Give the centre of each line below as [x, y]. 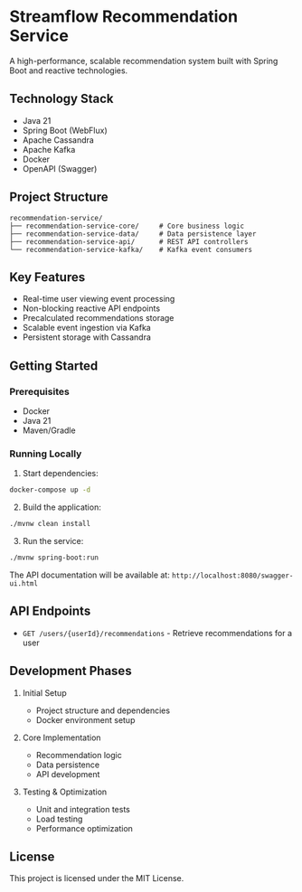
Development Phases [71, 671]
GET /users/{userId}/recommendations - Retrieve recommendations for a [157, 633]
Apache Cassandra [58, 140]
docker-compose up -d [50, 490]
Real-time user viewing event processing [99, 299]
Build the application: [61, 507]
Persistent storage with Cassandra [87, 337]
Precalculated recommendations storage [98, 318]
